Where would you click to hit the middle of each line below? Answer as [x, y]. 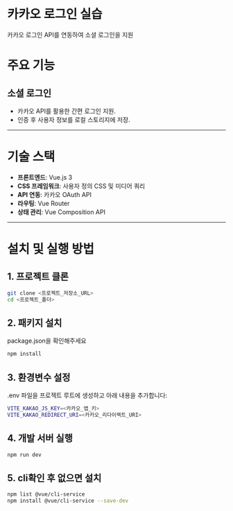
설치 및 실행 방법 [51, 249]
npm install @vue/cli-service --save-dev [68, 501]
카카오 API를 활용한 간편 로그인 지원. [67, 111]
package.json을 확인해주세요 [47, 341]
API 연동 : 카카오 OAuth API [54, 194]
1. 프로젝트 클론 [38, 277]
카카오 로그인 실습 [55, 14]
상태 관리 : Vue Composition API [61, 211]
